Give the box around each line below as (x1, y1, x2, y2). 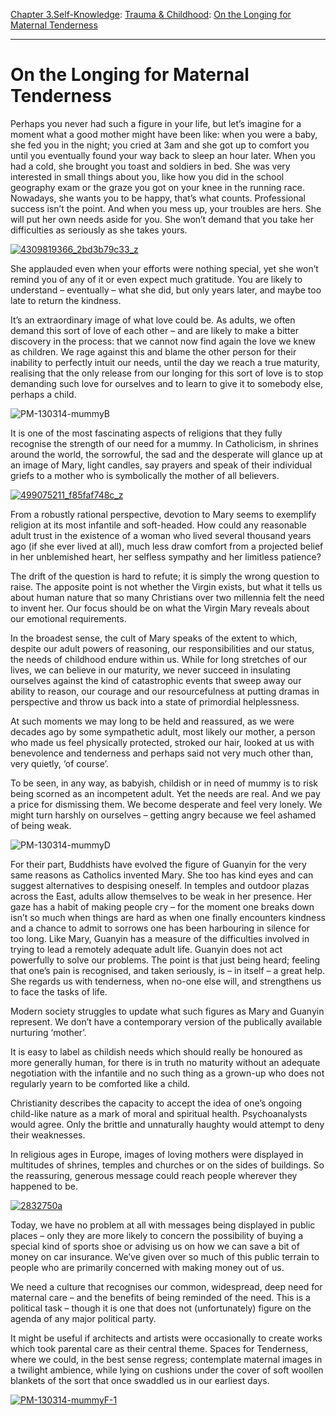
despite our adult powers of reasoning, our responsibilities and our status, (10, 642, 315, 654)
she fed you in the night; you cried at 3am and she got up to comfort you (10, 139, 310, 151)
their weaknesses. (10, 1129, 86, 1141)
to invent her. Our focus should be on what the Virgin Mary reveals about (10, 602, 310, 614)
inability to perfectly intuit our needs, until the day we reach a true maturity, (10, 356, 321, 368)
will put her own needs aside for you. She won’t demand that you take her (10, 213, 314, 225)
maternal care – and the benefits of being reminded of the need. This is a (10, 1291, 311, 1303)
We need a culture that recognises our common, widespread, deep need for (10, 1280, 323, 1293)
